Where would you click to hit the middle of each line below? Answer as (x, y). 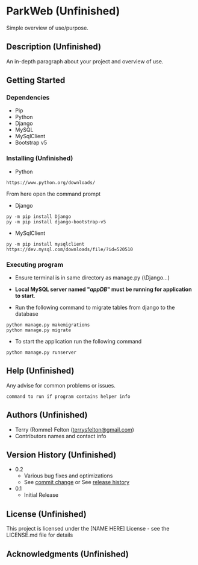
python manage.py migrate (39, 330)
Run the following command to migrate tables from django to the (95, 308)
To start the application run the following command (78, 342)
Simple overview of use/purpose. (47, 28)
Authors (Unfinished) (47, 415)
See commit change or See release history (77, 482)
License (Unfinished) (46, 514)
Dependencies (28, 98)
